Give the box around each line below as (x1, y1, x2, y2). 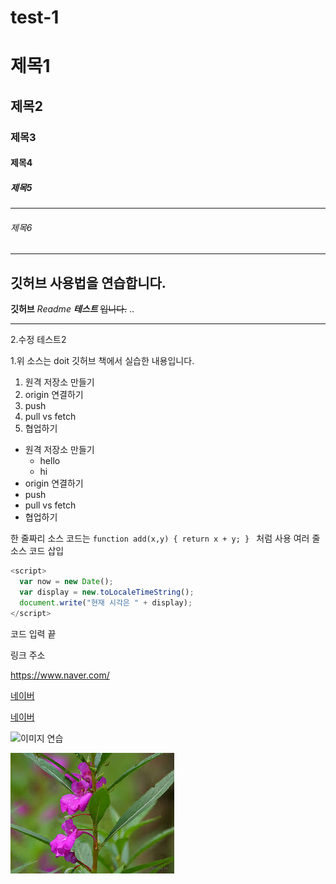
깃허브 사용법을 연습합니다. (10, 274, 167, 291)
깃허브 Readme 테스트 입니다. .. (10, 303, 135, 315)
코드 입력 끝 (10, 627, 57, 640)
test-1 (10, 6, 60, 29)
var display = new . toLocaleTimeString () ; (19, 587, 195, 598)
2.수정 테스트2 (10, 334, 67, 346)
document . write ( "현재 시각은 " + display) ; (19, 597, 193, 608)
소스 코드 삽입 (10, 545, 65, 557)
